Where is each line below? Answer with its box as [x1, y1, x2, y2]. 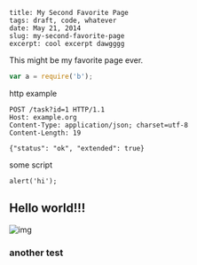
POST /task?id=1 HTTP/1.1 [9, 105, 105, 114]
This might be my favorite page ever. [9, 55, 144, 66]
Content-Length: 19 [9, 129, 82, 137]
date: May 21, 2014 [9, 24, 82, 33]
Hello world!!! [9, 200, 86, 216]
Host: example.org [9, 113, 77, 121]
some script [9, 160, 53, 170]
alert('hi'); [9, 176, 58, 185]
